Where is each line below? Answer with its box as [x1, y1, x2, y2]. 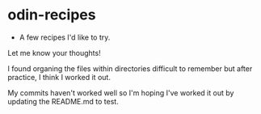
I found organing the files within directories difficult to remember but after [7, 63, 253, 74]
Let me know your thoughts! [7, 48, 102, 57]
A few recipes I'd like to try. [19, 32, 111, 42]
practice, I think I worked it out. [7, 72, 111, 82]
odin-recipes [7, 6, 96, 24]
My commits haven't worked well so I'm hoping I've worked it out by [7, 87, 234, 98]
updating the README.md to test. [7, 96, 119, 106]
